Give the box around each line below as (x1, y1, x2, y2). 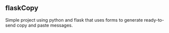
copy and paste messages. (17, 22, 73, 28)
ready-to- (144, 17, 164, 23)
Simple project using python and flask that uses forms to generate (5, 17, 143, 23)
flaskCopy (5, 4, 39, 12)
